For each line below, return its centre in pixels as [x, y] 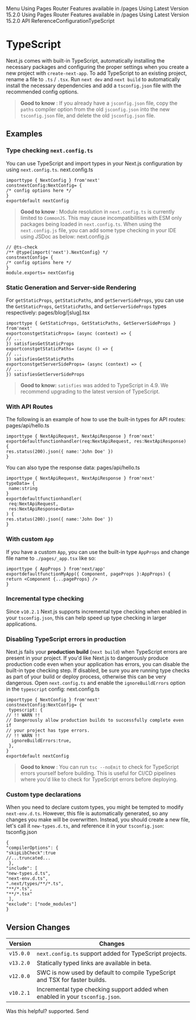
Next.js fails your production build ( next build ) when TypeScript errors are [97, 652]
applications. [21, 624]
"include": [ [22, 869]
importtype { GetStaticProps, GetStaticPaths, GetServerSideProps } [91, 323]
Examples [24, 134]
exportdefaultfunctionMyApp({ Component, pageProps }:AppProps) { [88, 574]
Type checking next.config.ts [50, 150]
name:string [23, 489]
